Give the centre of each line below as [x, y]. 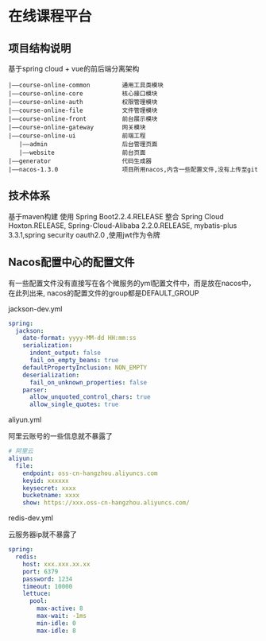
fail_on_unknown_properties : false [88, 382]
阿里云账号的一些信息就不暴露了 [60, 436]
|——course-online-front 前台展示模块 [83, 119]
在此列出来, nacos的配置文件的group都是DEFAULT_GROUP [104, 293]
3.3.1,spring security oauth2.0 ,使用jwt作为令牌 [84, 234]
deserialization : [51, 375]
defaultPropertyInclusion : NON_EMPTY [85, 367]
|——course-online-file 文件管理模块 [83, 110]
